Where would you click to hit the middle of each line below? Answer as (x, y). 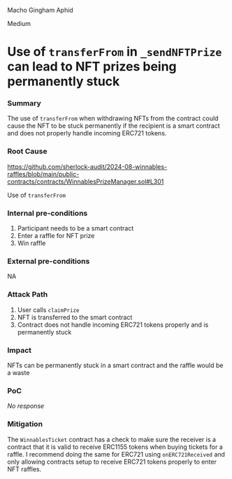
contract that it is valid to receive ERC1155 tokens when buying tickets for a (115, 447)
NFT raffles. (24, 469)
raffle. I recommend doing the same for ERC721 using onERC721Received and (116, 454)
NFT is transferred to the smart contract (75, 317)
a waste (19, 372)
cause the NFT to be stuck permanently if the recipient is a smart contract (114, 126)
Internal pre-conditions (48, 213)
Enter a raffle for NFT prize (56, 236)
